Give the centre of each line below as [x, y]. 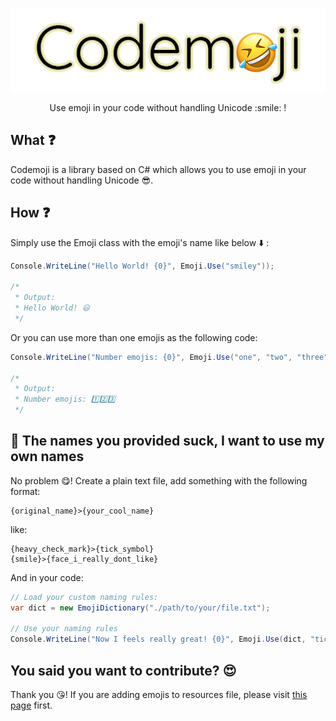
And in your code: [47, 577]
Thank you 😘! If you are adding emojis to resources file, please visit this [159, 694]
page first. [31, 705]
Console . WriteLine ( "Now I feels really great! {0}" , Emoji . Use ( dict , [158, 639]
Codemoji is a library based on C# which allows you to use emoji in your [158, 169]
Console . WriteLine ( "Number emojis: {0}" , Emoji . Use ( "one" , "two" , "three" [169, 357]
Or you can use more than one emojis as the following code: [134, 337]
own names [47, 456]
